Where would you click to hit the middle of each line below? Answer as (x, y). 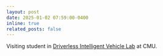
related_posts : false (34, 29)
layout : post (23, 12)
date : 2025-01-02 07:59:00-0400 (47, 18)
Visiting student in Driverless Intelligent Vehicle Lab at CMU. (82, 46)
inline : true (23, 23)
